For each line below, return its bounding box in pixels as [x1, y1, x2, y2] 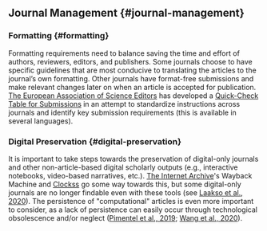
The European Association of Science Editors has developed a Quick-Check [8, 91, 259, 100]
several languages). [8, 115, 74, 126]
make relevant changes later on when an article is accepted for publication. [8, 82, 257, 92]
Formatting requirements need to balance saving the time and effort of [8, 48, 240, 58]
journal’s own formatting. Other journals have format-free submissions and [8, 73, 254, 83]
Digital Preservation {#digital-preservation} [8, 135, 182, 147]
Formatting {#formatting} [8, 30, 110, 41]
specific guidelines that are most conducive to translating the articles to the [8, 65, 257, 75]
